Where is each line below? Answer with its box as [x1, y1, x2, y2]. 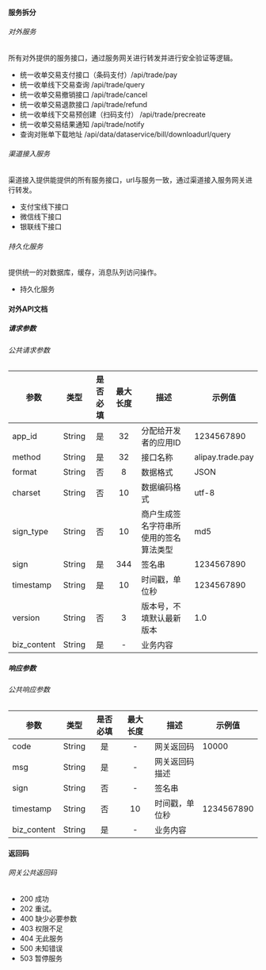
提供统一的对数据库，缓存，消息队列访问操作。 [8, 268, 161, 277]
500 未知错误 [19, 943, 63, 953]
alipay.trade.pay [193, 452, 254, 463]
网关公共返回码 [8, 868, 57, 877]
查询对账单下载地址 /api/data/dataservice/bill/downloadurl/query [19, 129, 231, 139]
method [12, 452, 41, 463]
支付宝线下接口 [19, 202, 69, 211]
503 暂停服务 [19, 953, 63, 963]
